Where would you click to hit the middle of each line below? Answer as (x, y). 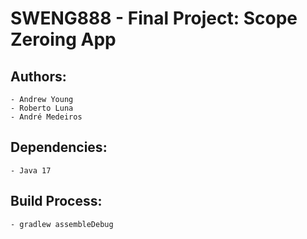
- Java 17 (31, 170)
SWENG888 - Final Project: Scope (154, 18)
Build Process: (56, 201)
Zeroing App (63, 39)
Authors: (38, 76)
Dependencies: (59, 147)
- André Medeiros (46, 117)
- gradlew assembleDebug (62, 224)
